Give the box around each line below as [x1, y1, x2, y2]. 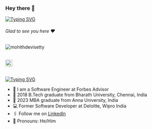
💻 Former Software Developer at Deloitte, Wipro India [12, 102, 127, 109]
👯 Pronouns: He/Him [12, 118, 56, 124]
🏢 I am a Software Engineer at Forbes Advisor [12, 86, 109, 92]
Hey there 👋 [5, 5, 35, 12]
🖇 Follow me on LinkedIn [12, 110, 66, 117]
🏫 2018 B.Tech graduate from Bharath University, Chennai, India [12, 92, 147, 98]
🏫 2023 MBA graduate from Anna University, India [12, 97, 119, 103]
